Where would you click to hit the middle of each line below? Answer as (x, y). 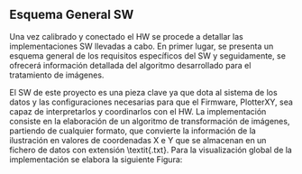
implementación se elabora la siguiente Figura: (96, 159)
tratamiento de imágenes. (57, 75)
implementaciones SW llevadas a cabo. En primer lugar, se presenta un (142, 46)
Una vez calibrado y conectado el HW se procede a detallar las (126, 36)
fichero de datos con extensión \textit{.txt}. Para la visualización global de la (151, 150)
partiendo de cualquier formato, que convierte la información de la (133, 131)
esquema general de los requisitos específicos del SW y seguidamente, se (148, 55)
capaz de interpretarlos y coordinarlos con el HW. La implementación (138, 111)
